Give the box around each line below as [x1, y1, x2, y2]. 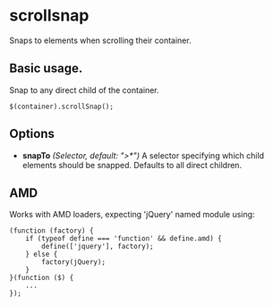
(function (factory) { [9, 226, 94, 235]
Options [9, 126, 55, 141]
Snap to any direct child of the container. [9, 84, 159, 95]
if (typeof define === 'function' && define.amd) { [25, 234, 222, 243]
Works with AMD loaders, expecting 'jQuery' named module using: [9, 209, 255, 220]
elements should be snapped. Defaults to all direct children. [21, 159, 243, 170]
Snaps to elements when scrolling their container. [9, 35, 192, 46]
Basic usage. [9, 61, 83, 76]
